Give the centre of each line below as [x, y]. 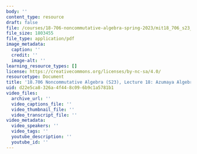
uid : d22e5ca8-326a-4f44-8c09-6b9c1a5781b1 [60, 88]
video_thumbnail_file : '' [43, 109]
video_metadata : [26, 121]
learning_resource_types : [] [42, 66]
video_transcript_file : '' [44, 115]
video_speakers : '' [35, 126]
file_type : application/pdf [40, 39]
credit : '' [25, 55]
